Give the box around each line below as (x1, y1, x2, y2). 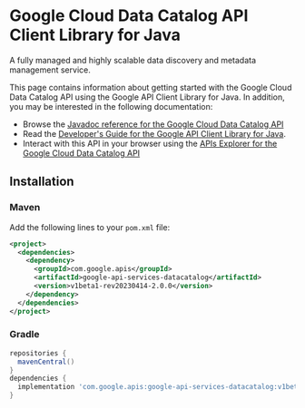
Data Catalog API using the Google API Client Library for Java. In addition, (9, 92, 285, 102)
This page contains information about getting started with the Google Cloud (9, 82, 292, 92)
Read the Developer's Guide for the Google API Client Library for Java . (22, 128, 287, 139)
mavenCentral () (17, 357, 75, 366)
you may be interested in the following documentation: (9, 101, 213, 112)
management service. (9, 64, 91, 75)
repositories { (9, 348, 67, 358)
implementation (17, 383, 75, 392)
